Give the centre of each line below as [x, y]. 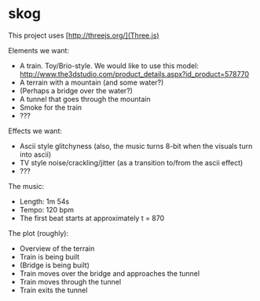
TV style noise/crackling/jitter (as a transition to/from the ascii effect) [131, 162]
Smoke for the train [51, 107]
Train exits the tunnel [53, 290]
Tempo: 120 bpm [47, 209]
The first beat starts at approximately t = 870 [92, 218]
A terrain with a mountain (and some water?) [92, 82]
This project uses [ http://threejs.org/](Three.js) [84, 35]
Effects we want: [35, 131]
